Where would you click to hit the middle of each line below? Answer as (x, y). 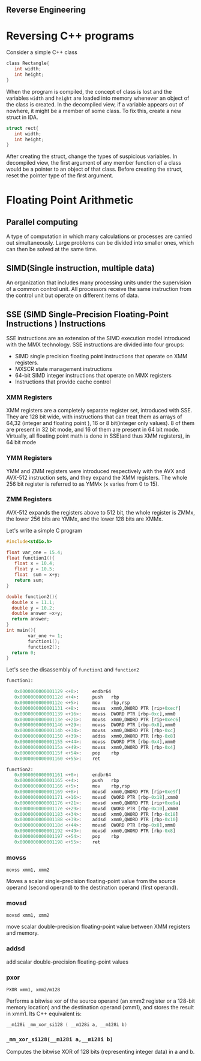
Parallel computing (42, 222)
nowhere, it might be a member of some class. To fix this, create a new (94, 111)
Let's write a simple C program (44, 530)
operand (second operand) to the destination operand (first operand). (92, 888)
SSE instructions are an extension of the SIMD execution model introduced (98, 338)
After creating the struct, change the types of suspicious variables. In (92, 156)
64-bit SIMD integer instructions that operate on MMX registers (93, 375)
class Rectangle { (28, 63)
